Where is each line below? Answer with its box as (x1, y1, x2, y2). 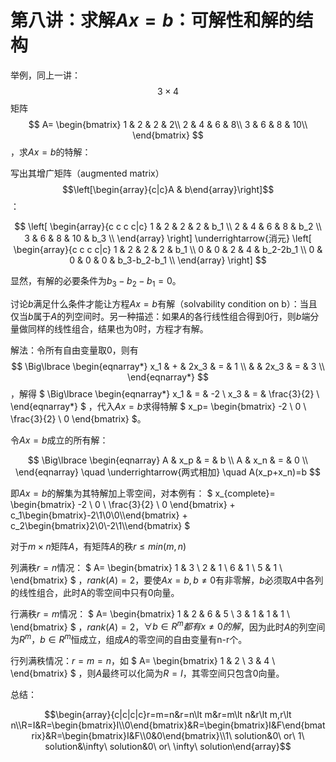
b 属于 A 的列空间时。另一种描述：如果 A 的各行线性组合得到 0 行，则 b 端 (28, 310, 311, 322)
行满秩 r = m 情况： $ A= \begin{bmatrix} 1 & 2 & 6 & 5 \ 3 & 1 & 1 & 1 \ (10, 607, 290, 620)
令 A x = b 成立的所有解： (10, 434, 109, 446)
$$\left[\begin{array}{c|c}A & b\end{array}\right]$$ (61, 183, 275, 195)
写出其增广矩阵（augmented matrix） (10, 167, 165, 179)
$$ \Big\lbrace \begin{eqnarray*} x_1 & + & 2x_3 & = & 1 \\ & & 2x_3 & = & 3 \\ (11, 360, 325, 372)
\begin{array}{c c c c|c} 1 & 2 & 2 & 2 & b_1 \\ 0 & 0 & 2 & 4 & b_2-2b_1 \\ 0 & (13, 243, 323, 255)
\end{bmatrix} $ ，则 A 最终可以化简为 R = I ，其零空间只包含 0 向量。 (10, 667, 285, 680)
